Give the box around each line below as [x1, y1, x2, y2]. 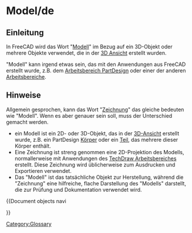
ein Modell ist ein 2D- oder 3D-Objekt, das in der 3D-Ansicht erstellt [14, 129, 180, 137]
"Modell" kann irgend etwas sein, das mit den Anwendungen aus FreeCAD [6, 61, 186, 68]
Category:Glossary [6, 220, 52, 227]
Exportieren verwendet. [14, 167, 72, 174]
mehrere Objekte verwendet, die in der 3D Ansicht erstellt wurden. [6, 49, 167, 56]
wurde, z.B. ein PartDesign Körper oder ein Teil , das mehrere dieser [14, 136, 178, 143]
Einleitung [6, 28, 44, 38]
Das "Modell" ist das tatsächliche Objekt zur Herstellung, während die [14, 174, 184, 181]
